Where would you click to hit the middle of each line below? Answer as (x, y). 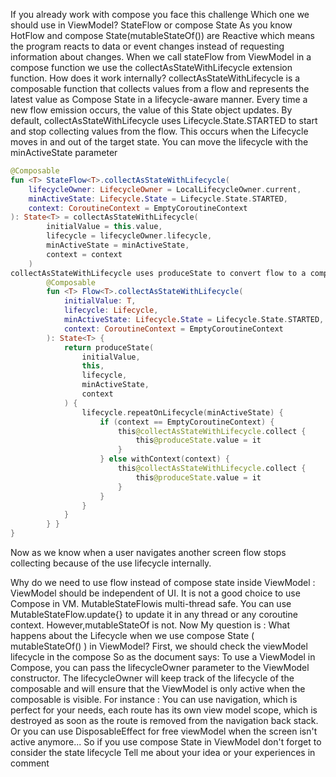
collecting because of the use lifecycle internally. (111, 563)
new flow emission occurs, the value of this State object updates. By (151, 110)
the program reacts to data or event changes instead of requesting (147, 46)
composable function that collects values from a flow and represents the (160, 88)
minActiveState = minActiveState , (118, 245)
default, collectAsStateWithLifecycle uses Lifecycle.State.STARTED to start (164, 120)
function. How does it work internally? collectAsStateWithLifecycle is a (155, 78)
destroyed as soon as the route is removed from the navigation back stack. (164, 720)
